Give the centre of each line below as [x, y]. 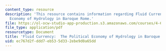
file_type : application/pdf [34, 28]
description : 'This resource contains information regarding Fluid [76, 14]
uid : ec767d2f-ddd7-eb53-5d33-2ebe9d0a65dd [51, 41]
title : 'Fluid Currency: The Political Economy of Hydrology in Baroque [83, 37]
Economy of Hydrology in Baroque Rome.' [52, 18]
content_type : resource [30, 9]
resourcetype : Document [30, 32]
